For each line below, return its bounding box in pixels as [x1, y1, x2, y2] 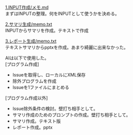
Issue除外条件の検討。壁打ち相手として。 [12, 105, 98, 111]
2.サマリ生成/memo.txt [5, 21, 52, 27]
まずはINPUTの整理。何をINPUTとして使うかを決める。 [5, 10, 119, 16]
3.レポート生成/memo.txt [5, 38, 56, 44]
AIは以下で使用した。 [5, 55, 49, 61]
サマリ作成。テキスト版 [12, 118, 61, 124]
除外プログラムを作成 [12, 78, 56, 84]
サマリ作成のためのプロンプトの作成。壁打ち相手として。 [12, 112, 131, 117]
